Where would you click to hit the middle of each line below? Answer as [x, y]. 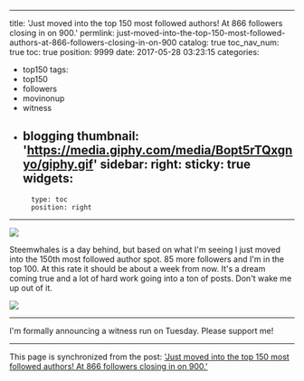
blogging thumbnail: [81, 136]
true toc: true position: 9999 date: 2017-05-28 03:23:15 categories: [134, 52]
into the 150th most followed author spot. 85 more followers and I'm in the [147, 259]
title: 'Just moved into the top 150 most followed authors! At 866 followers [146, 23]
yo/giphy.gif [58, 165]
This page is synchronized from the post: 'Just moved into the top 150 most [149, 357]
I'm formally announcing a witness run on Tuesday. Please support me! [142, 330]
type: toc [49, 200]
